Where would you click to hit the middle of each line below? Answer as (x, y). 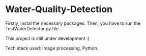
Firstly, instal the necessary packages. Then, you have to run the (73, 23)
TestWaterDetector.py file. (33, 28)
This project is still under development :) (48, 38)
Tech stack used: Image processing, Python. (52, 48)
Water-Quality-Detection (59, 9)
